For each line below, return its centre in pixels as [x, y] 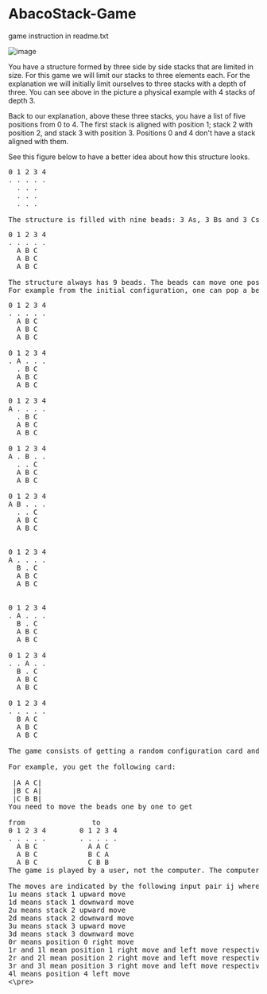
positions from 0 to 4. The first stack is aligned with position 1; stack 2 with [130, 124]
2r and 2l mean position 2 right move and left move [113, 957]
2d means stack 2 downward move [71, 918]
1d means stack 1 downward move [71, 902]
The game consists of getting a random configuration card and [134, 750]
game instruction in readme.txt [58, 36]
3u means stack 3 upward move [67, 926]
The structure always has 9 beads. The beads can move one [126, 282]
